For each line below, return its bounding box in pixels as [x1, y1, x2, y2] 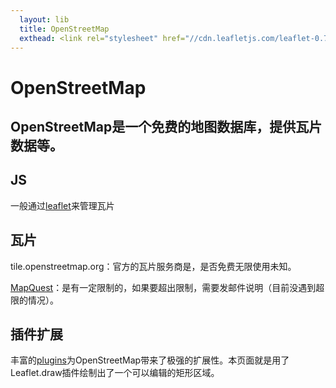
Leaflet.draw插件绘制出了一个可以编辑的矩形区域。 [10, 367, 220, 379]
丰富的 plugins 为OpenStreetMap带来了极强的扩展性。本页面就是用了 [10, 354, 290, 366]
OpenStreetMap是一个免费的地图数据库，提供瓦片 [10, 118, 323, 135]
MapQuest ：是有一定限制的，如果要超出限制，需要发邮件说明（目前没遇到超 [10, 281, 325, 293]
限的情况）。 [10, 294, 59, 306]
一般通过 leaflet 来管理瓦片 [10, 199, 115, 211]
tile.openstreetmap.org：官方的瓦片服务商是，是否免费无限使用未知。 [10, 260, 297, 272]
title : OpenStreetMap [19, 24, 110, 34]
